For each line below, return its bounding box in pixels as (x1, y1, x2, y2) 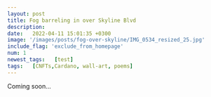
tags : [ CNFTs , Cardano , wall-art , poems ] (7, 63, 133, 70)
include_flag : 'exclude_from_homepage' (7, 43, 124, 50)
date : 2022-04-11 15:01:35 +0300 (7, 30, 111, 37)
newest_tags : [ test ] (7, 56, 74, 63)
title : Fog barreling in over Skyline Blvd (7, 17, 137, 24)
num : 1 (7, 50, 27, 57)
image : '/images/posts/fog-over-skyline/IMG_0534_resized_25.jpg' (7, 37, 205, 44)
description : (7, 23, 46, 30)
